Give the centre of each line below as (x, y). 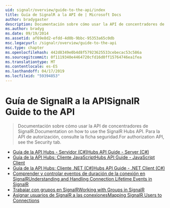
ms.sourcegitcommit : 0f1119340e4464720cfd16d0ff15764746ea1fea (74, 57)
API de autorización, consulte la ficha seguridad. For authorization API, (91, 136)
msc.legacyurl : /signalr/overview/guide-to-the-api (61, 43)
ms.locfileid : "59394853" (32, 76)
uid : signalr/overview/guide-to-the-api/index (55, 10)
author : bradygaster (27, 19)
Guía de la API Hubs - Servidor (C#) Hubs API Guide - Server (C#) (81, 152)
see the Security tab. (40, 142)
